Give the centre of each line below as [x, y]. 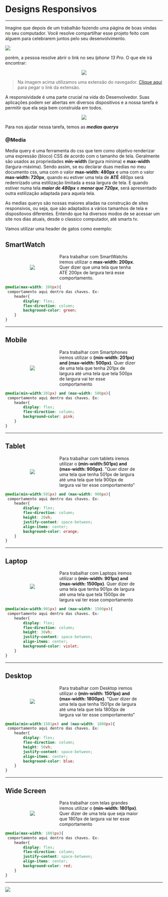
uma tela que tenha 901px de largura [97, 589]
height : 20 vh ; [38, 517]
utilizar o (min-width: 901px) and [94, 579]
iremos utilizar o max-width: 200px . [97, 262]
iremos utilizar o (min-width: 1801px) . [98, 808]
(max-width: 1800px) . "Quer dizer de [98, 698]
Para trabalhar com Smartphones [93, 352]
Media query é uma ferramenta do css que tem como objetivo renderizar [80, 151]
